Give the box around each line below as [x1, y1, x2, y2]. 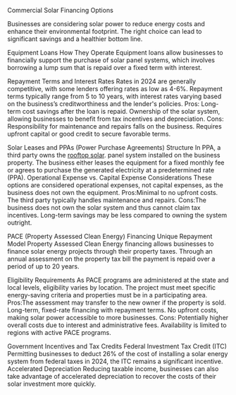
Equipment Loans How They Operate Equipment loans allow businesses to [7, 49, 223, 57]
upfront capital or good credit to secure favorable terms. [7, 130, 171, 138]
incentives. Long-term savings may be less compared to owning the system [7, 211, 228, 219]
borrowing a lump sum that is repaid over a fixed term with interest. [7, 64, 202, 71]
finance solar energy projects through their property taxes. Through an [7, 247, 213, 255]
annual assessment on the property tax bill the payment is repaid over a [7, 254, 216, 263]
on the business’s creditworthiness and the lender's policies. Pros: [7, 100, 200, 108]
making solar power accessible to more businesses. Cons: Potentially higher [7, 314, 229, 322]
